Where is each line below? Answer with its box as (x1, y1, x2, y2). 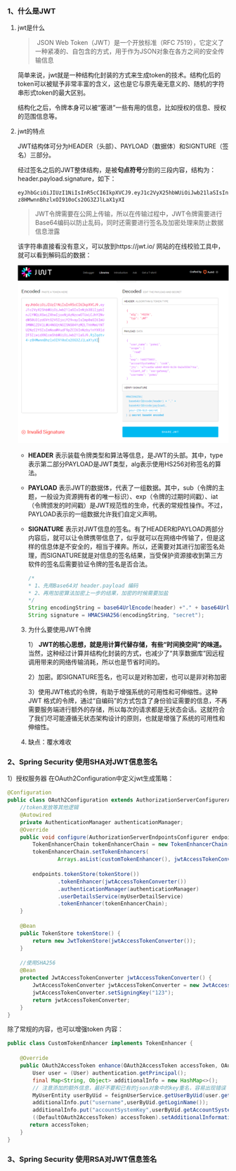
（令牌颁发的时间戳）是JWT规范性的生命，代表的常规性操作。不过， (27, 501, 227, 509)
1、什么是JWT (7, 6, 56, 15)
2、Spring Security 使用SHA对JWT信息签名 (7, 757, 158, 766)
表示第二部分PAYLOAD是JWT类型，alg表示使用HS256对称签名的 (27, 459, 216, 468)
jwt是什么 (17, 23, 46, 32)
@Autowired (20, 811, 52, 818)
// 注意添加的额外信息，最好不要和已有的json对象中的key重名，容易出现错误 (32, 1084, 226, 1092)
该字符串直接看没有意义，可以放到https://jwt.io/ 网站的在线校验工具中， (17, 242, 225, 251)
